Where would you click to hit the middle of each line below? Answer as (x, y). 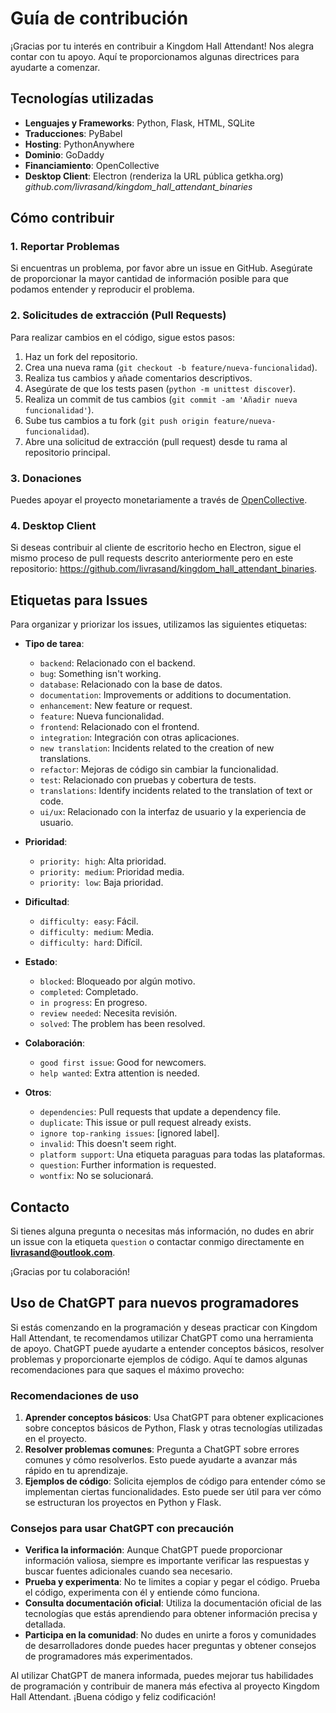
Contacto (40, 1207)
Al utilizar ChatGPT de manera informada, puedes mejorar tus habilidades (162, 1676)
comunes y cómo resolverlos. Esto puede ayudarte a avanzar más (161, 1460)
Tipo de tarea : (54, 644)
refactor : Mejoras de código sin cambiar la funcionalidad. (159, 769)
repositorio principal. (67, 452)
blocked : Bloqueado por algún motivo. (117, 981)
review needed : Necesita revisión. (108, 1013)
